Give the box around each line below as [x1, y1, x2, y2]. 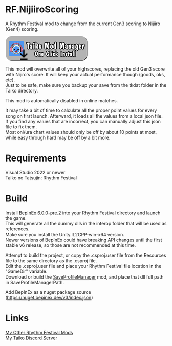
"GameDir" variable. [5, 268, 48, 274]
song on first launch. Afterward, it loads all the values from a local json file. [5, 112, 163, 119]
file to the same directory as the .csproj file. [5, 257, 97, 264]
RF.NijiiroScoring [5, 4, 79, 15]
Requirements [5, 152, 67, 164]
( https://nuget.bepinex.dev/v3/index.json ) [5, 294, 93, 301]
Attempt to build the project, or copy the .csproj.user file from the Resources [5, 252, 166, 258]
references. [5, 226, 30, 232]
